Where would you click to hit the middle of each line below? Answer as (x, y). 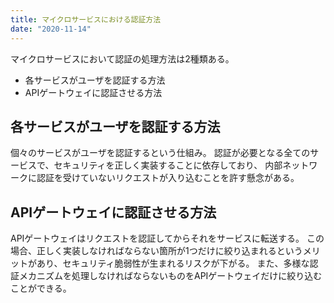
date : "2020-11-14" (51, 29)
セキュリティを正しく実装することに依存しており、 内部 (168, 165)
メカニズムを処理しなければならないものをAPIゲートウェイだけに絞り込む (170, 276)
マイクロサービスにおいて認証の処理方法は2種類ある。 (122, 58)
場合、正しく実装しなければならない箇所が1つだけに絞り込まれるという (156, 251)
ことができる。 (41, 288)
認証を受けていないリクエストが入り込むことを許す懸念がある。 (168, 178)
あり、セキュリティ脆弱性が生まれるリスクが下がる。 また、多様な (173, 263)
